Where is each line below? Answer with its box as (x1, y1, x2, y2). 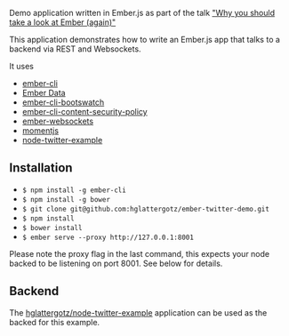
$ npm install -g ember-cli (21, 186, 126, 195)
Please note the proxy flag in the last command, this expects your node (9, 248, 270, 259)
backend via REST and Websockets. (9, 44, 141, 54)
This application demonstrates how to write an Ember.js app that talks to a (9, 35, 280, 44)
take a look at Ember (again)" (9, 17, 116, 28)
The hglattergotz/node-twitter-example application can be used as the (9, 307, 268, 318)
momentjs (21, 125, 60, 136)
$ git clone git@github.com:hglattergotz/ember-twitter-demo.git (21, 204, 269, 213)
